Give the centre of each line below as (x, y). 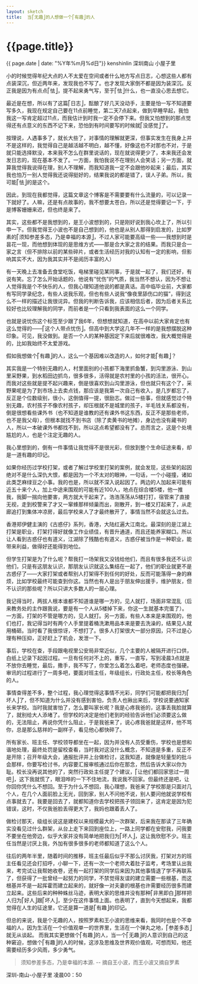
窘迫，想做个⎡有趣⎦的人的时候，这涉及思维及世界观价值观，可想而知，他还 (101, 943)
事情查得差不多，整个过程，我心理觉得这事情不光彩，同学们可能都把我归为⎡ (98, 693)
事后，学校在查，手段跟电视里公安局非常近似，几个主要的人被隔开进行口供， (99, 651)
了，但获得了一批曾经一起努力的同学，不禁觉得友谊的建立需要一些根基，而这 (99, 878)
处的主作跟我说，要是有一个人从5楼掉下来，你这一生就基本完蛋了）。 (104, 609)
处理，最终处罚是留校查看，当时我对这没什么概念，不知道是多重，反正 (101, 750)
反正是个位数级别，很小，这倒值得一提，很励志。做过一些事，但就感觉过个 (96, 398)
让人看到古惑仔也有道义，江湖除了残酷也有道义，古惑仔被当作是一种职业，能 (99, 539)
